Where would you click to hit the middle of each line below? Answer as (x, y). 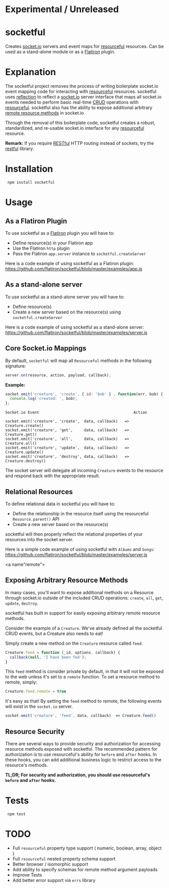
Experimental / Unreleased (62, 9)
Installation (29, 169)
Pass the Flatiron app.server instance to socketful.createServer (79, 254)
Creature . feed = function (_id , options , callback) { (63, 652)
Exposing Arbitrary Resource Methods (67, 580)
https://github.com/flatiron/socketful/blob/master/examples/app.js (74, 269)
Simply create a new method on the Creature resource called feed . (74, 643)
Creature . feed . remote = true (36, 692)
